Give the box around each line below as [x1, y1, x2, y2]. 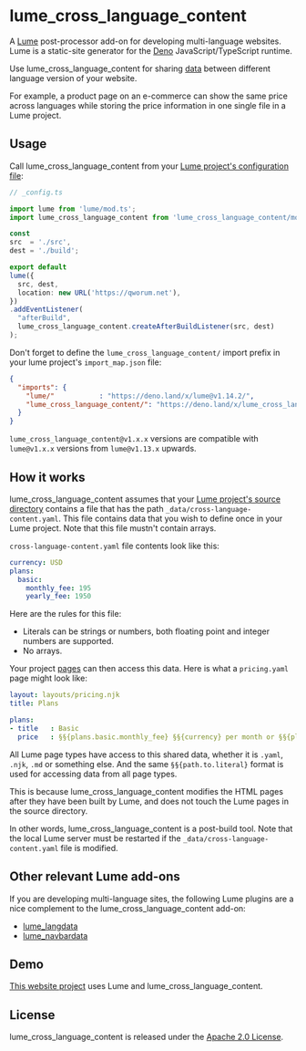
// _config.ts [9, 188, 64, 197]
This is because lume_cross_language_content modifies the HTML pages [9, 786, 284, 796]
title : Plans [9, 699, 59, 708]
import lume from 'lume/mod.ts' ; [9, 204, 137, 213]
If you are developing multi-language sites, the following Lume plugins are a [9, 893, 294, 904]
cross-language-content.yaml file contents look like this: [9, 540, 220, 551]
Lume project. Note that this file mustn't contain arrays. [9, 522, 217, 534]
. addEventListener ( [9, 305, 84, 315]
